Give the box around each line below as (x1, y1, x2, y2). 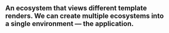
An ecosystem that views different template (5, 4, 147, 12)
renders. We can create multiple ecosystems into (5, 12, 164, 20)
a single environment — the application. (5, 19, 134, 28)
